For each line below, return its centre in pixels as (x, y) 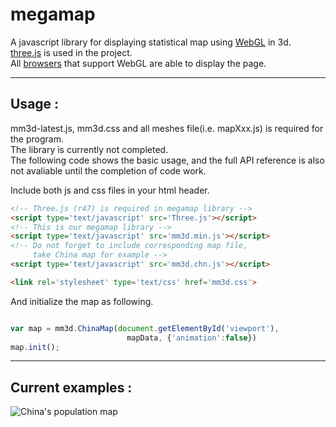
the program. (37, 139)
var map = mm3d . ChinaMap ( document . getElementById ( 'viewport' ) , (145, 328)
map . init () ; (35, 347)
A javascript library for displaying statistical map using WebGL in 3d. (151, 42)
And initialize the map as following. (82, 301)
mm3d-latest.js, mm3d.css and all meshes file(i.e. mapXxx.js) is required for (167, 128)
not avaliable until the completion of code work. (108, 170)
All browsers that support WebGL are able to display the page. (138, 63)
